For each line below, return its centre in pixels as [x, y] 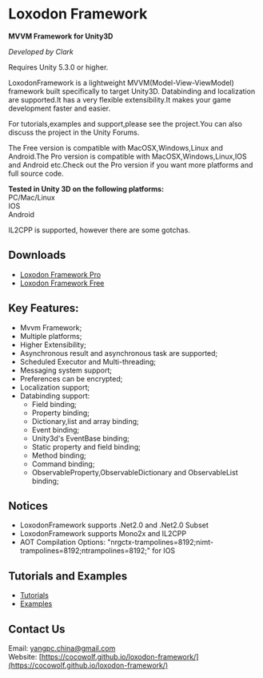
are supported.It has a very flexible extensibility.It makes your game [120, 99]
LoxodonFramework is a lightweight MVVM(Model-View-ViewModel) [121, 83]
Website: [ [25, 657]
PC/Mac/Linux [32, 197]
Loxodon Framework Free [62, 283]
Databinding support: [55, 395]
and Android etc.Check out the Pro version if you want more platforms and [131, 164]
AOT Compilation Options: [63, 543]
